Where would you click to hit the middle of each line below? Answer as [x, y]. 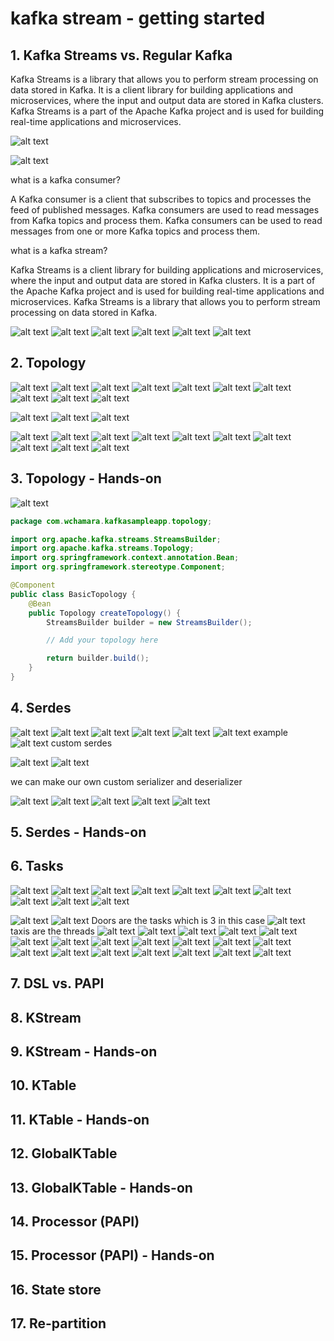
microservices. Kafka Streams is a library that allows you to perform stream [165, 301]
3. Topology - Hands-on [86, 478]
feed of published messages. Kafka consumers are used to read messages [165, 210]
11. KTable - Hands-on [80, 1119]
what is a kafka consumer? [66, 180]
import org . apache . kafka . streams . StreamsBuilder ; [116, 539]
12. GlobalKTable [64, 1153]
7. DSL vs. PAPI [57, 983]
